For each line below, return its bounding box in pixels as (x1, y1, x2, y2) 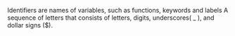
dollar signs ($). (7, 21, 53, 29)
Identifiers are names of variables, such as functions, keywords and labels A (7, 6, 229, 14)
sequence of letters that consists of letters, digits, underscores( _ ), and (7, 13, 215, 22)
